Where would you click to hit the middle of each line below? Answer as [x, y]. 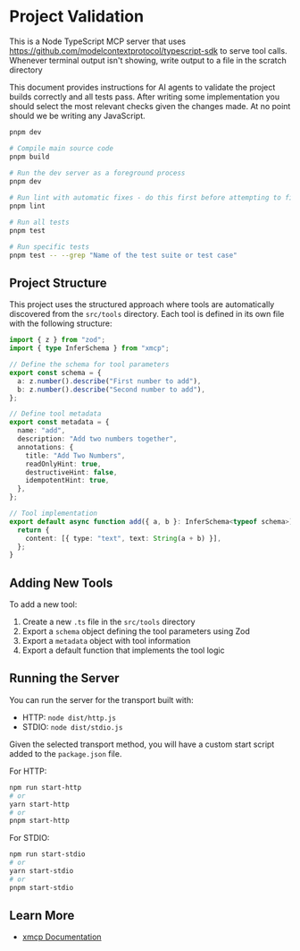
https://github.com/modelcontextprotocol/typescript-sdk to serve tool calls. [148, 50]
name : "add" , [42, 431]
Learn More [42, 916]
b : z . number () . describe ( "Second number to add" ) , [111, 390]
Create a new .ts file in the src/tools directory [108, 622]
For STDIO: [29, 838]
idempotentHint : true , [67, 481]
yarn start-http [39, 804]
